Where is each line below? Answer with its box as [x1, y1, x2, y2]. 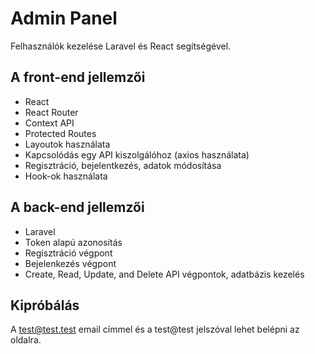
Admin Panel [10, 7, 118, 30]
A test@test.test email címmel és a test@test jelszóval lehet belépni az [10, 323, 300, 336]
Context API [24, 117, 75, 129]
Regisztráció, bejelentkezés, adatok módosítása [24, 159, 222, 171]
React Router [24, 106, 79, 118]
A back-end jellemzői [10, 199, 145, 216]
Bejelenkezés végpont [24, 257, 117, 269]
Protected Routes [24, 127, 97, 139]
